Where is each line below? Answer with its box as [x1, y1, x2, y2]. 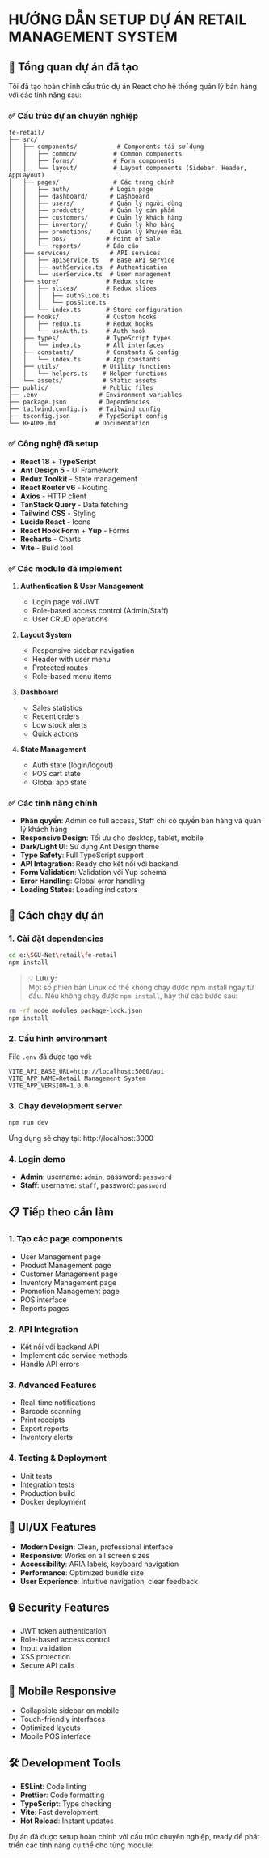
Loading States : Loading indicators [19, 885, 138, 895]
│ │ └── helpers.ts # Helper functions [8, 369, 168, 378]
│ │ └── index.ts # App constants [8, 356, 161, 364]
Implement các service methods [19, 1351, 128, 1360]
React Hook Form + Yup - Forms [19, 525, 131, 535]
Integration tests [19, 1480, 75, 1489]
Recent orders [32, 711, 80, 721]
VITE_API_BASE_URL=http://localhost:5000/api [8, 1067, 164, 1075]
